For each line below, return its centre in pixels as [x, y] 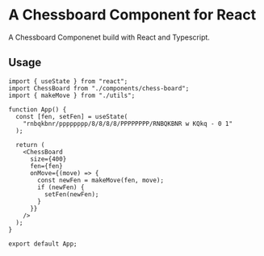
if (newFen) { [61, 187]
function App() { [38, 109]
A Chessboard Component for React [132, 15]
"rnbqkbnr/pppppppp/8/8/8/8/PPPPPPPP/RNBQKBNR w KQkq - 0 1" [128, 124]
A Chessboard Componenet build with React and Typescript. [109, 37]
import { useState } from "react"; [68, 81]
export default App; [43, 244]
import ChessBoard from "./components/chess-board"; [99, 88]
